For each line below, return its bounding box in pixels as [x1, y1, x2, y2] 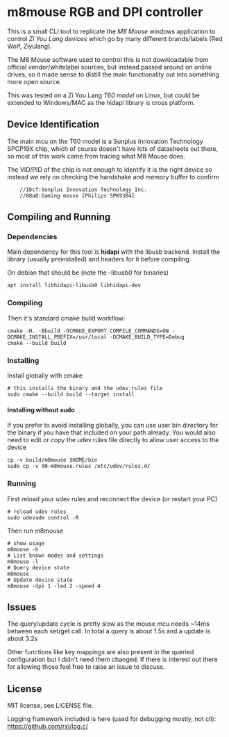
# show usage [7, 540, 45, 546]
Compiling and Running [7, 211, 111, 223]
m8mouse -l [7, 558, 39, 565]
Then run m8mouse [7, 526, 64, 535]
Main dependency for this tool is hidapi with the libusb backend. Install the [7, 248, 221, 256]
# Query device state [7, 564, 70, 571]
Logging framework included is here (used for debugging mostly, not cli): [7, 715, 217, 723]
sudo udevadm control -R [7, 514, 79, 521]
